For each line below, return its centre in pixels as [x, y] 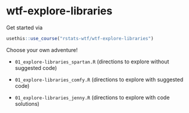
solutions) [27, 103]
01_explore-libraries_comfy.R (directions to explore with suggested [99, 80]
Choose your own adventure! [42, 50]
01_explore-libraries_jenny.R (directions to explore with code [92, 97]
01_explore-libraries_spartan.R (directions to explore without [92, 62]
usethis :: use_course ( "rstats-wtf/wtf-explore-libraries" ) [80, 38]
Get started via [25, 28]
